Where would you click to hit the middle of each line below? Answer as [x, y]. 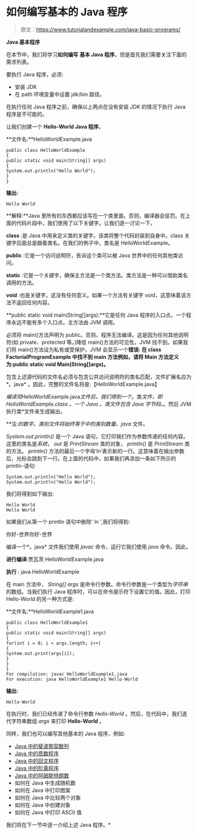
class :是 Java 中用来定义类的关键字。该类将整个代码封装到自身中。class [95, 235]
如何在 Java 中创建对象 [42, 805]
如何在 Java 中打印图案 [42, 790]
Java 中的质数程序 [37, 753]
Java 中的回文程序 [37, 760]
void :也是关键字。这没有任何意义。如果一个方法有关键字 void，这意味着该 [96, 295]
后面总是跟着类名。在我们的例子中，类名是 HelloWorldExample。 [95, 242]
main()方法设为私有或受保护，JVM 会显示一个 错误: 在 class [89, 349]
